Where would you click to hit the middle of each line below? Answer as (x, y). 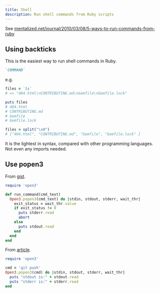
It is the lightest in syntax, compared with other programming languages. (79, 144)
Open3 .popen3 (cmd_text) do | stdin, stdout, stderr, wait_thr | (75, 199)
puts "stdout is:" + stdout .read (44, 277)
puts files (16, 102)
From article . (18, 250)
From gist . (15, 176)
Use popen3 (24, 165)
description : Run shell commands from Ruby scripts (59, 14)
